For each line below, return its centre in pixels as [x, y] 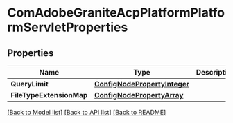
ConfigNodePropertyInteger [142, 84]
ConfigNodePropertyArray [139, 95]
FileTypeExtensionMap [49, 95]
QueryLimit [29, 84]
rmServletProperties [68, 27]
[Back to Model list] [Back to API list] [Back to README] [87, 112]
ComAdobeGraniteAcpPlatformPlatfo [116, 13]
